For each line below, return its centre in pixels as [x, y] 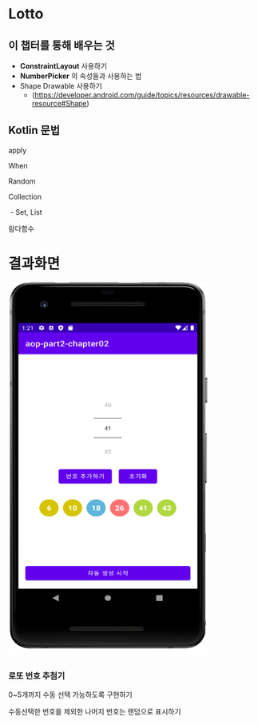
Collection [25, 196]
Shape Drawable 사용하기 [61, 86]
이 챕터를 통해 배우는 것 [62, 45]
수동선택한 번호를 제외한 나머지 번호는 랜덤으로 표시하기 [95, 712]
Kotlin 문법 [34, 131]
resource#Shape [59, 103]
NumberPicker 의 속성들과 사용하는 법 [81, 76]
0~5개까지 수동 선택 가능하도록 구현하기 [71, 694]
